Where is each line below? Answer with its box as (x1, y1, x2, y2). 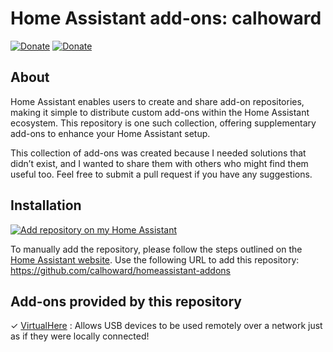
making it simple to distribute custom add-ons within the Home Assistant (10, 106, 310, 118)
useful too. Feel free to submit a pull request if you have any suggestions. (10, 168, 313, 180)
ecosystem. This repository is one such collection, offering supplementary (10, 117, 317, 129)
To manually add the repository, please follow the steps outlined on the (10, 243, 303, 255)
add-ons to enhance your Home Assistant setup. (10, 127, 211, 139)
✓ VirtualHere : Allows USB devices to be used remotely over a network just (10, 320, 323, 332)
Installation (10, 197, 82, 214)
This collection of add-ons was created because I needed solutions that (10, 147, 307, 159)
